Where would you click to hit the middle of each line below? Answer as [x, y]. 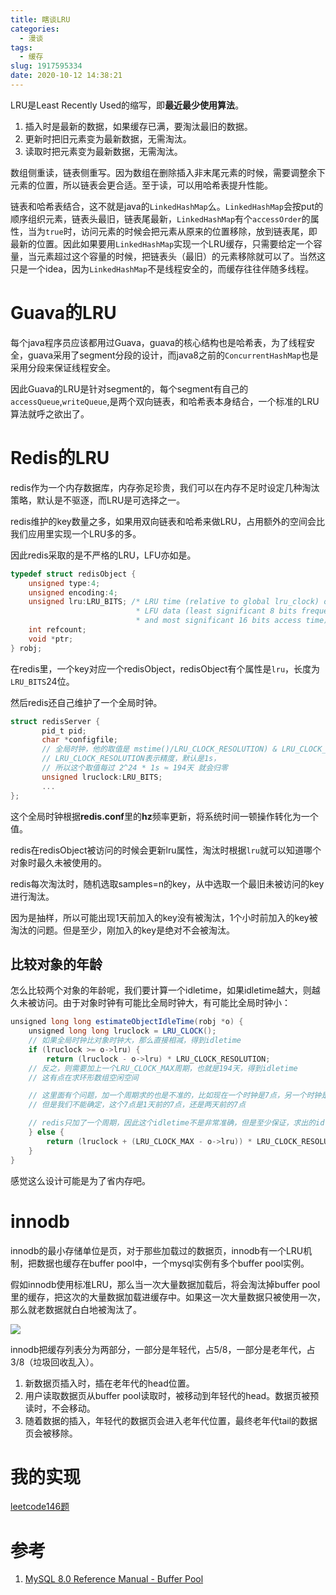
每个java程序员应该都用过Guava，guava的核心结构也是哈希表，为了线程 [158, 342]
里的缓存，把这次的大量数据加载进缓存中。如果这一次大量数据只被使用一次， [168, 1297]
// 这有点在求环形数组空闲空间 [83, 1077]
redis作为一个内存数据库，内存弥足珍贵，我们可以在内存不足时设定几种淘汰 [165, 487]
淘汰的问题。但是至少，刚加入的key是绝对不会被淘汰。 [123, 930]
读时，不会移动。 [60, 1408]
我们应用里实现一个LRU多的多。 [76, 533]
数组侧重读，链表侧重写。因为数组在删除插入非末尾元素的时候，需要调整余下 [168, 172]
